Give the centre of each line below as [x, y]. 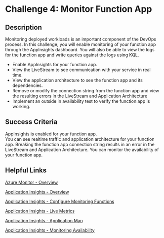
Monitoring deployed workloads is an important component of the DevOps [81, 39]
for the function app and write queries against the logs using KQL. [72, 55]
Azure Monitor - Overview [32, 182]
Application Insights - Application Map [44, 220]
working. [21, 106]
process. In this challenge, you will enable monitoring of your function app [81, 44]
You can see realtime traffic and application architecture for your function [80, 139]
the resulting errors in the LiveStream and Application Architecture [80, 96]
